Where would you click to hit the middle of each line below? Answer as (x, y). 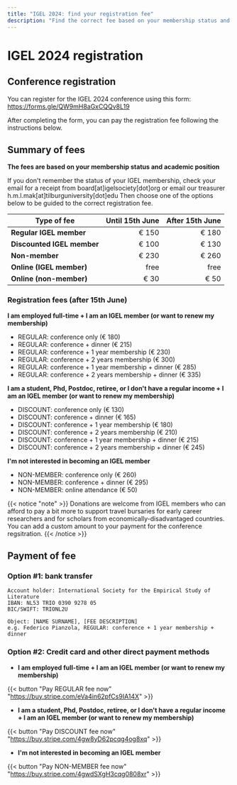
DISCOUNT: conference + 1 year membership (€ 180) (95, 424)
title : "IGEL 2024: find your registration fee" (81, 14)
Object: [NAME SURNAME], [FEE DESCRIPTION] (73, 622)
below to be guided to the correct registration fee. (80, 204)
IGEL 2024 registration (75, 56)
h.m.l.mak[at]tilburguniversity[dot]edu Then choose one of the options (110, 196)
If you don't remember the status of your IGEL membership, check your (112, 181)
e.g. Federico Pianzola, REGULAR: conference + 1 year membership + (111, 628)
